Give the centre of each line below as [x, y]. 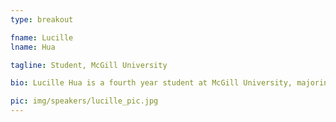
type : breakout [42, 19]
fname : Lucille [42, 37]
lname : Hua [33, 47]
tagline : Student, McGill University [89, 65]
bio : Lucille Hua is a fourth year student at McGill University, [151, 83]
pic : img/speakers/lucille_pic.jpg [84, 101]
